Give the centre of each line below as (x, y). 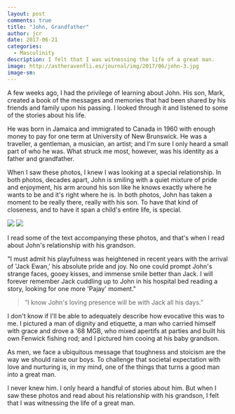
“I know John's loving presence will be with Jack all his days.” (114, 302)
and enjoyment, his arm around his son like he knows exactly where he (109, 187)
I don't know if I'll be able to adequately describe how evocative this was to (116, 316)
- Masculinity (34, 53)
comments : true (29, 20)
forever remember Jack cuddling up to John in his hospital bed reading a (113, 281)
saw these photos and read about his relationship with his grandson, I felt (113, 395)
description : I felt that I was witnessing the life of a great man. (111, 60)
